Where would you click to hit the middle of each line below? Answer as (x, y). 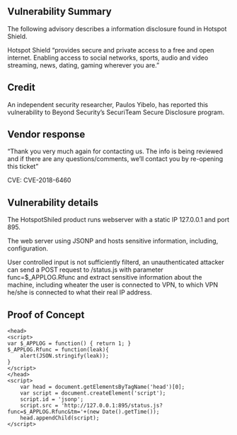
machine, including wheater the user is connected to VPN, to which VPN (113, 285)
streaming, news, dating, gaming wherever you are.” (83, 65)
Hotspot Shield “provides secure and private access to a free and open (111, 50)
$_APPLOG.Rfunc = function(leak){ (58, 350)
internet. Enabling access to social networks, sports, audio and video (108, 57)
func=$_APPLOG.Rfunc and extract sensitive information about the (105, 277)
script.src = (39, 406)
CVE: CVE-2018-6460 (39, 180)
